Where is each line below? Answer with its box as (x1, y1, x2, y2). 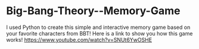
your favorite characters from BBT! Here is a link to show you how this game (6, 30, 193, 37)
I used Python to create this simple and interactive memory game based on (6, 24, 191, 31)
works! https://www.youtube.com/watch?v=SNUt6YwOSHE (6, 36, 153, 43)
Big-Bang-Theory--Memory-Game (6, 4, 181, 18)
